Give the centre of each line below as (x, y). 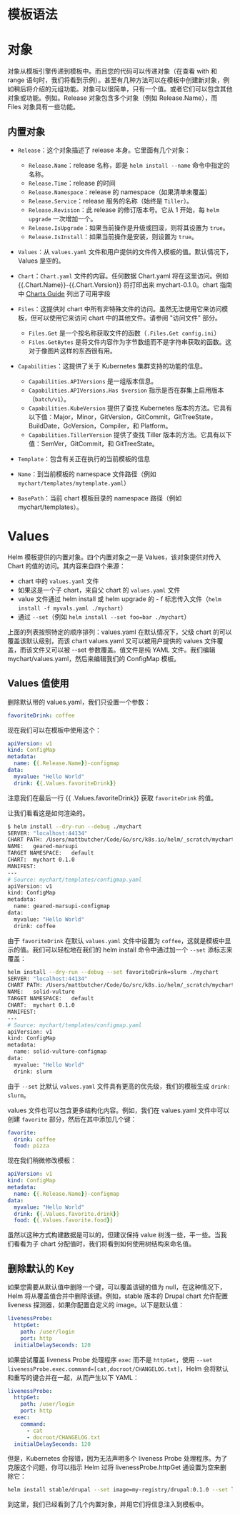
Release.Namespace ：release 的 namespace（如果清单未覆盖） (120, 192)
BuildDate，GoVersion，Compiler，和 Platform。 (100, 426)
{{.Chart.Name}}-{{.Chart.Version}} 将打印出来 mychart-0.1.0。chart (118, 285)
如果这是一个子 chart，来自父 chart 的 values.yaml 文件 (99, 590)
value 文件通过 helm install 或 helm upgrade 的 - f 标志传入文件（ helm (119, 599)
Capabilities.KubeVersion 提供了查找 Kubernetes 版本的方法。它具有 (130, 408)
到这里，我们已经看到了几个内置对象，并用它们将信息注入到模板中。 (107, 1504)
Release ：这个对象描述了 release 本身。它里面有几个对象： (104, 150)
